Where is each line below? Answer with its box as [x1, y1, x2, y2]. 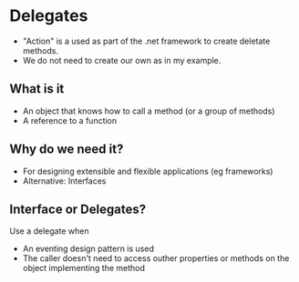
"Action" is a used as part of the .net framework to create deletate [22, 35, 271, 46]
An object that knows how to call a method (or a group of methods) [22, 106, 275, 116]
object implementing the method [22, 263, 146, 274]
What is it [9, 81, 65, 96]
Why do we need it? [9, 142, 124, 157]
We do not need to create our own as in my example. [22, 55, 222, 65]
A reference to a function [22, 115, 118, 126]
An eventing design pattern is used [22, 243, 155, 255]
